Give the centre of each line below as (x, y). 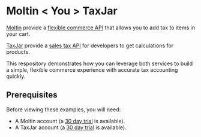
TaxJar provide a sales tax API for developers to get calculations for (90, 45)
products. (18, 51)
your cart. (18, 34)
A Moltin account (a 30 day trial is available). (70, 121)
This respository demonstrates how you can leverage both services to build (100, 63)
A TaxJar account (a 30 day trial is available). (71, 127)
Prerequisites (32, 95)
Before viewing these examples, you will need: (64, 109)
